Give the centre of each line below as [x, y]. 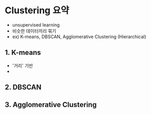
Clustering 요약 [37, 10]
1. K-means [23, 53]
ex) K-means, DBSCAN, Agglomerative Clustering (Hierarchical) [79, 37]
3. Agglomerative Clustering [51, 105]
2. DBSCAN [23, 87]
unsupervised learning [36, 25]
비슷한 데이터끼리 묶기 [34, 31]
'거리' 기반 [23, 65]
